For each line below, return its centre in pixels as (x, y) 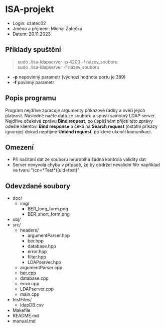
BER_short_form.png (49, 214)
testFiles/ (22, 300)
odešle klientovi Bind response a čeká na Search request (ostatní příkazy (81, 126)
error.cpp (30, 284)
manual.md (24, 321)
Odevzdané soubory (38, 186)
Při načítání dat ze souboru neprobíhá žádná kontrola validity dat (79, 159)
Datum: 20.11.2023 (32, 34)
